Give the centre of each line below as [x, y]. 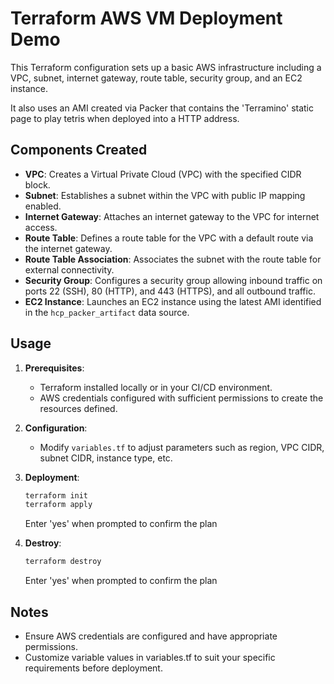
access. [41, 227]
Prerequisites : [54, 368]
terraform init [56, 495]
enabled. [43, 206]
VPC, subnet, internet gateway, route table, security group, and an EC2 [156, 78]
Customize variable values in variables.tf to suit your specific [150, 657]
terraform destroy [63, 562]
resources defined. [78, 408]
